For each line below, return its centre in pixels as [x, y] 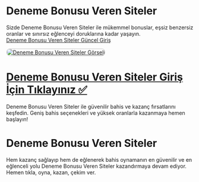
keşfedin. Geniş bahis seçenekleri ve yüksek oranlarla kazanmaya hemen [96, 113]
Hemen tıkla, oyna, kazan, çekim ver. [51, 172]
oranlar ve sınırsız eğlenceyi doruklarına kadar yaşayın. [73, 33]
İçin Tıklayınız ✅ [47, 90]
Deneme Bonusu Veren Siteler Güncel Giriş [59, 40]
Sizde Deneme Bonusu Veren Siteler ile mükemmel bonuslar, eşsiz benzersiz [100, 27]
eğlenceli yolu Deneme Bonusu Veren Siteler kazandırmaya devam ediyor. [97, 166]
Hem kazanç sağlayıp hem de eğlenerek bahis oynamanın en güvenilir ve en [99, 159]
